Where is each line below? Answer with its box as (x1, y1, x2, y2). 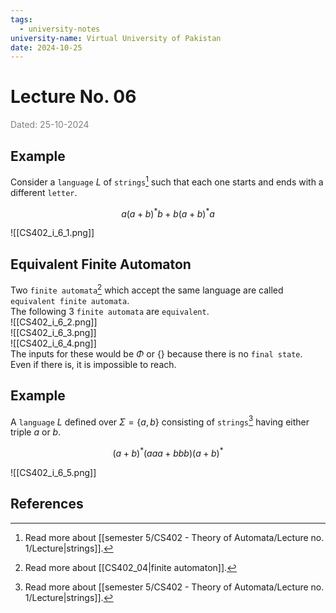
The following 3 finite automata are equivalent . (10, 305, 210, 317)
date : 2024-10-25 (10, 42, 83, 53)
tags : (10, 14, 33, 25)
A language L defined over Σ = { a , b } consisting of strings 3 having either (10, 414, 310, 428)
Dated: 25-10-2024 (10, 119, 90, 131)
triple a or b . (10, 426, 62, 438)
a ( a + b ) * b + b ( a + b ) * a (121, 206, 215, 220)
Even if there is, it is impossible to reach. (10, 358, 177, 370)
